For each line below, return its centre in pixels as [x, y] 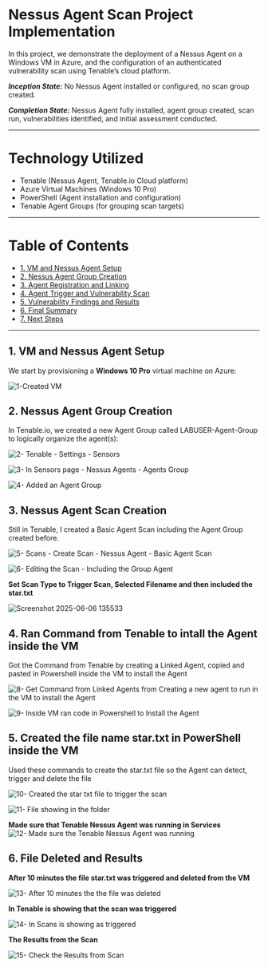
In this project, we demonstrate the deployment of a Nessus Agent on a [126, 54]
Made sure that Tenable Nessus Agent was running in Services [114, 825]
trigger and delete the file [50, 778]
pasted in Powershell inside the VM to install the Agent [98, 674]
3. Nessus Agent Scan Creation [88, 510]
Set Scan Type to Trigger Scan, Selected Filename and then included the [130, 585]
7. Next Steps [41, 319]
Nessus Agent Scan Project [101, 15]
